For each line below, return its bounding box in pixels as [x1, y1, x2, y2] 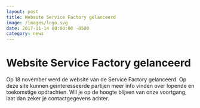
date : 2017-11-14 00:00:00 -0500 [6, 25, 90, 31]
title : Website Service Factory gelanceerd [6, 14, 116, 20]
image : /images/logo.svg [6, 20, 68, 26]
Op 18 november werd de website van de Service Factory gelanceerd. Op [6, 76, 187, 83]
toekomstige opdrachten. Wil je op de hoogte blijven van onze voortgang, [6, 88, 187, 96]
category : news [6, 31, 44, 37]
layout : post [6, 8, 39, 15]
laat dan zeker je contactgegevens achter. [6, 95, 109, 102]
